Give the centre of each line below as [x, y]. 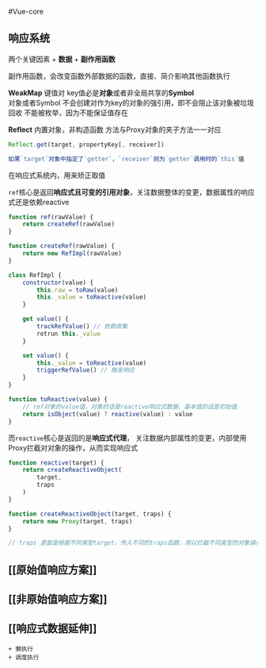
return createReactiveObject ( [72, 470]
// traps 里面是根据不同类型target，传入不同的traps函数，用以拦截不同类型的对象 [129, 543]
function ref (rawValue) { [51, 217]
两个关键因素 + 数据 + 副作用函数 [62, 59]
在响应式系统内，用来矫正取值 [57, 175]
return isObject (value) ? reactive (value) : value [108, 414]
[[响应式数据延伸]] [53, 629]
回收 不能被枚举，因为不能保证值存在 [68, 112]
